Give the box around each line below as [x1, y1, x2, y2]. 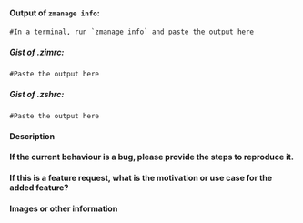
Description [9, 130, 56, 141]
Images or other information [9, 203, 118, 214]
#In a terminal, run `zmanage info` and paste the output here [9, 27, 255, 36]
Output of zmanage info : [9, 7, 100, 18]
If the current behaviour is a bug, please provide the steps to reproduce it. [9, 151, 294, 163]
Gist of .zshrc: [9, 88, 65, 99]
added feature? [9, 182, 69, 193]
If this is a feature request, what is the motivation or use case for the [9, 172, 273, 183]
